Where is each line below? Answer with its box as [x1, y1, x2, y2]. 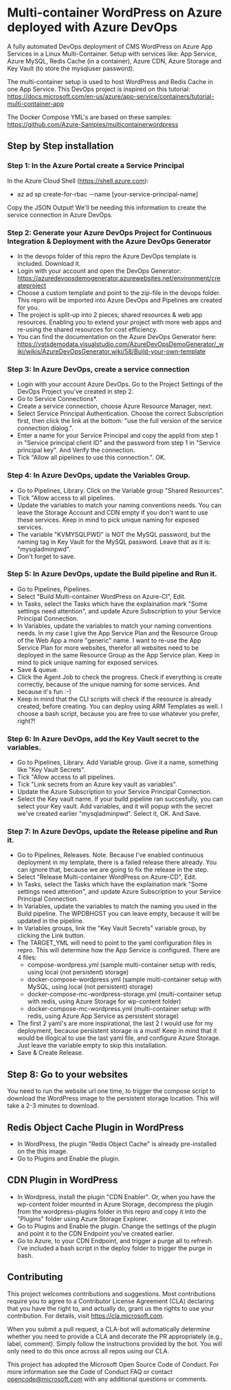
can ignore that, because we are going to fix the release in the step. [16, 866, 209, 874]
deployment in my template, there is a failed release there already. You [16, 858, 217, 866]
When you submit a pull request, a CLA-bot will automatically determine [7, 1325, 210, 1333]
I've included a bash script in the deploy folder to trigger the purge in [16, 1244, 212, 1252]
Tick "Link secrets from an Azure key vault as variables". [16, 780, 177, 788]
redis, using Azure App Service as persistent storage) [27, 1012, 179, 1021]
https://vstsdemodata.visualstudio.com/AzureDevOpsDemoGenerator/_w [16, 340, 224, 348]
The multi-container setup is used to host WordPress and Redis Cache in [7, 77, 213, 85]
